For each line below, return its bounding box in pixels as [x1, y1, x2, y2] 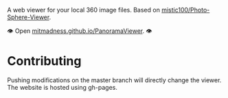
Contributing [7, 53, 82, 69]
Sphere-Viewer [7, 13, 49, 21]
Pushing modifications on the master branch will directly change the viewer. [7, 75, 222, 84]
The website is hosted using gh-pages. [7, 83, 118, 91]
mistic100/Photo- [161, 6, 210, 14]
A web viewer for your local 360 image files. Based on [7, 6, 160, 14]
